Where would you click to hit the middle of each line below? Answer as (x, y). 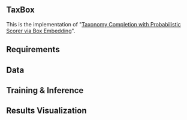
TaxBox (20, 10)
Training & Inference (45, 90)
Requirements (33, 49)
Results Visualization (46, 111)
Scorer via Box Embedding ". (41, 31)
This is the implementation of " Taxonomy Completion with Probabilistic (93, 24)
